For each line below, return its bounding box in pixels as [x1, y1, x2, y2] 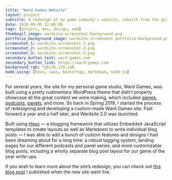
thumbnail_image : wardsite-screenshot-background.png [5, 31, 123, 36]
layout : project [5, 12, 40, 17]
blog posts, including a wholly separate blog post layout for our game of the [5, 148, 165, 154]
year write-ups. [5, 153, 38, 159]
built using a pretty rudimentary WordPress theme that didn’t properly [5, 89, 153, 95]
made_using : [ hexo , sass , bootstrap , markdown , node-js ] [5, 70, 130, 75]
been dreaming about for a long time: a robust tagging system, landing [5, 137, 154, 143]
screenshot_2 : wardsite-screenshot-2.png [5, 46, 95, 51]
